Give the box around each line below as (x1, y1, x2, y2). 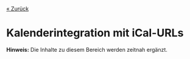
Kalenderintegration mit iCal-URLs (6, 26, 184, 40)
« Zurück (6, 5, 29, 12)
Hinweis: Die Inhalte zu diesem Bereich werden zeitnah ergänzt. (6, 46, 167, 53)
